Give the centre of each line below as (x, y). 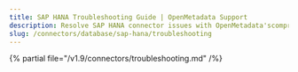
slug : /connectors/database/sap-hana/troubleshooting (111, 33)
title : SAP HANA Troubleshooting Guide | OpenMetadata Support (129, 17)
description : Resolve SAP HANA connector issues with (111, 25)
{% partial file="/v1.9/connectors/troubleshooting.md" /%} (116, 59)
